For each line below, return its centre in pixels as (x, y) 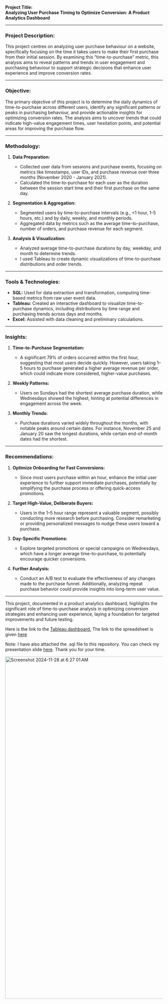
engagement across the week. (51, 404)
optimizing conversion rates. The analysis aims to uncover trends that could (83, 118)
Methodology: (23, 146)
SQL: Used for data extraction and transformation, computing (75, 293)
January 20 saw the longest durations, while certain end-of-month (88, 434)
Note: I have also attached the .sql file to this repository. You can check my (82, 644)
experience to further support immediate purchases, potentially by (88, 483)
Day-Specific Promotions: (40, 538)
